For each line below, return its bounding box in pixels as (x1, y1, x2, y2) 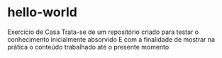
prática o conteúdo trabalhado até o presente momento (7, 42, 170, 51)
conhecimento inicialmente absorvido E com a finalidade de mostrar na (7, 35, 215, 43)
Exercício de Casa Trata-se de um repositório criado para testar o (7, 28, 199, 36)
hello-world (7, 4, 78, 21)
